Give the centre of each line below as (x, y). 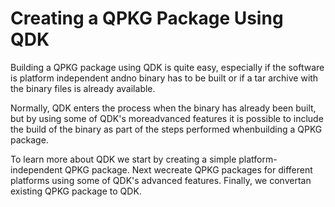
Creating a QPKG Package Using (147, 18)
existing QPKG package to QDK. (76, 191)
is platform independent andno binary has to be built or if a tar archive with (164, 78)
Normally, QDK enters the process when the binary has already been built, (163, 108)
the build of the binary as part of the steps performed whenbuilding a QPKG (166, 129)
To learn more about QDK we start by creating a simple (123, 159)
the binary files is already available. (83, 88)
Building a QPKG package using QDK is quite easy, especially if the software (167, 67)
